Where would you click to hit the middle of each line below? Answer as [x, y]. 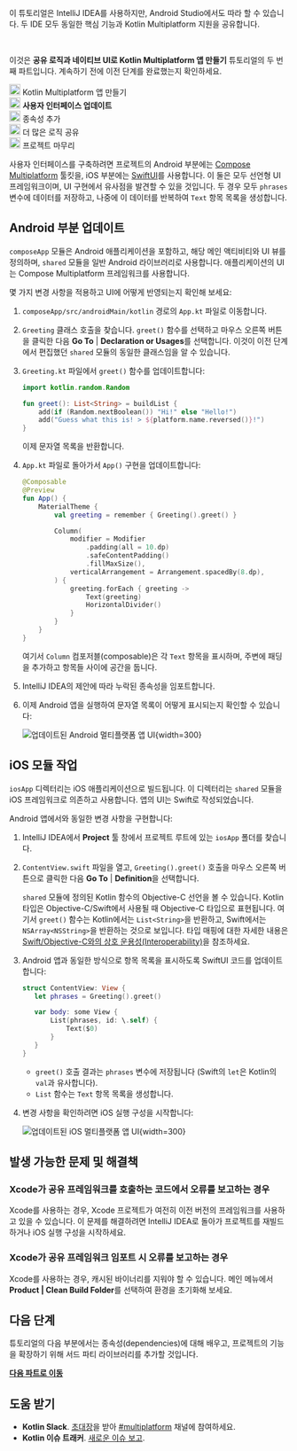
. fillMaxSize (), [116, 564]
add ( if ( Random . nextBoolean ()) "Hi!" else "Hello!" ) [138, 412]
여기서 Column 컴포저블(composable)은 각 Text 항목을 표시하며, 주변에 [144, 656]
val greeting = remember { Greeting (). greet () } [146, 515]
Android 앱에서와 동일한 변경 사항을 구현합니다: [91, 818]
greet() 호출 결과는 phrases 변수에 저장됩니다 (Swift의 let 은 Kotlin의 [156, 1072]
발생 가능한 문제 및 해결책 [74, 1162]
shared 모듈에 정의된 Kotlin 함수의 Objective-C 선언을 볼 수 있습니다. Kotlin [152, 897]
